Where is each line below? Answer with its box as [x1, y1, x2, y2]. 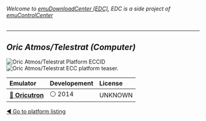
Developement [50, 79, 94, 88]
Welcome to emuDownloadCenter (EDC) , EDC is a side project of [6, 5, 170, 12]
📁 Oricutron [9, 90, 44, 99]
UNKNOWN [99, 90, 133, 99]
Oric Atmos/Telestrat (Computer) [6, 42, 136, 52]
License [99, 79, 123, 88]
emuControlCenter [6, 11, 53, 18]
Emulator [9, 79, 37, 88]
